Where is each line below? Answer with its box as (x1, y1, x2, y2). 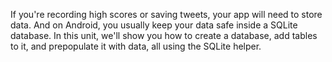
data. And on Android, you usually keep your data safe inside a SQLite (10, 19, 298, 31)
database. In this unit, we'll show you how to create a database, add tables (10, 30, 318, 41)
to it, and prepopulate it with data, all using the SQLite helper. (10, 40, 262, 52)
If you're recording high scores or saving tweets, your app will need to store (10, 9, 323, 20)
